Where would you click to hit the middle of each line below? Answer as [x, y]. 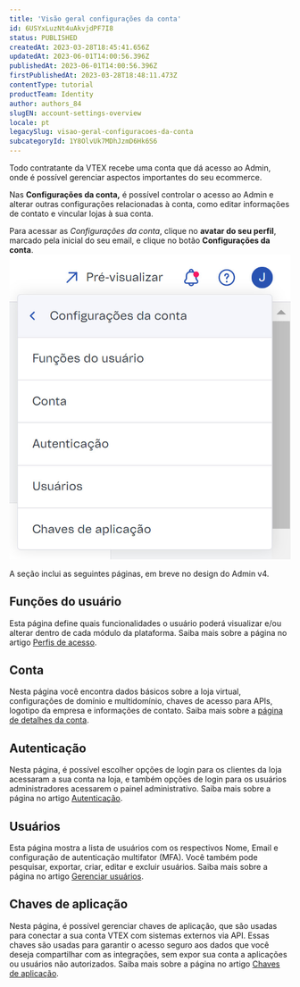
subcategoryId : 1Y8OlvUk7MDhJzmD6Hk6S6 [83, 142]
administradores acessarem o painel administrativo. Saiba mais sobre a [140, 789]
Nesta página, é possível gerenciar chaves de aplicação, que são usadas [143, 925]
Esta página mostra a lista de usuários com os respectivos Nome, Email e [144, 848]
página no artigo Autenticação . [66, 799]
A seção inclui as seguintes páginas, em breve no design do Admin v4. [139, 573]
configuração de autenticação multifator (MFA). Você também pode [133, 857]
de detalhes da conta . [49, 720]
